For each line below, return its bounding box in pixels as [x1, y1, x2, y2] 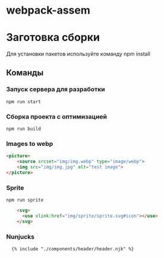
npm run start [6, 98, 42, 104]
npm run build [6, 126, 42, 132]
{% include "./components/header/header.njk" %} [11, 246, 134, 252]
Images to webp [6, 140, 53, 148]
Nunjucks [6, 232, 34, 241]
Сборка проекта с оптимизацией [6, 112, 108, 120]
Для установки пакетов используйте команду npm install [6, 50, 150, 58]
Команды [6, 68, 44, 78]
